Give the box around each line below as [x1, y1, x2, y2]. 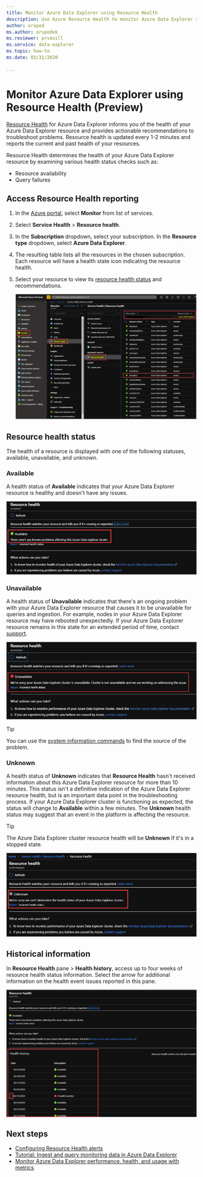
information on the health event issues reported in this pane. [6, 977, 156, 985]
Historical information [6, 948, 91, 959]
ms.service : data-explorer [6, 42, 74, 48]
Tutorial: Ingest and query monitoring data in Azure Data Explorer [14, 1151, 177, 1158]
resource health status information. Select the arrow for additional [6, 971, 170, 978]
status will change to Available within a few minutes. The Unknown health [6, 804, 192, 812]
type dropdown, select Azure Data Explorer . [14, 240, 127, 247]
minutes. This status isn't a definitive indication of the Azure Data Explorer [6, 785, 191, 792]
